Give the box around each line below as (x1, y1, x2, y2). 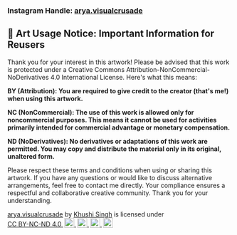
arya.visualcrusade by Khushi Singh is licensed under (7, 209, 164, 219)
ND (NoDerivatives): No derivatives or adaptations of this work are (7, 137, 208, 145)
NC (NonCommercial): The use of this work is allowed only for (7, 108, 194, 116)
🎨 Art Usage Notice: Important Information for (7, 28, 215, 40)
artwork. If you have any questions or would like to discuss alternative (7, 173, 212, 182)
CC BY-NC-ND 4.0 (7, 219, 62, 228)
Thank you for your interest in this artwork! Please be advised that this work (7, 58, 230, 66)
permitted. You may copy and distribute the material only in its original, (7, 145, 222, 153)
